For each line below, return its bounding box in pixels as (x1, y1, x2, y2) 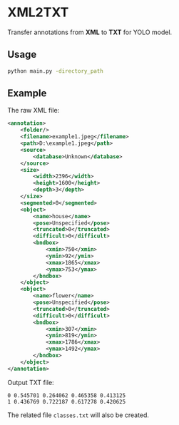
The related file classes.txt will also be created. (7, 411, 150, 419)
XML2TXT (7, 4, 69, 21)
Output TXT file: (7, 378, 55, 386)
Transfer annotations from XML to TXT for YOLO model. (7, 28, 173, 36)
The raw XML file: (7, 106, 60, 115)
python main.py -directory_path (7, 67, 103, 75)
